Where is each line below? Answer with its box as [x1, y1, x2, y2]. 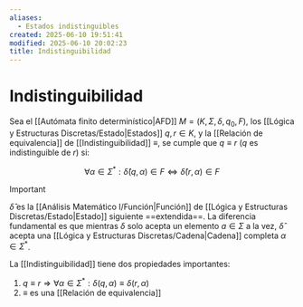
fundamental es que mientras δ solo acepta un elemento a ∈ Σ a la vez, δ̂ [9, 220, 284, 231]
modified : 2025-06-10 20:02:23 [9, 38, 128, 48]
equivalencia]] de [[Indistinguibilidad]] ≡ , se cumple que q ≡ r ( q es [9, 137, 259, 148]
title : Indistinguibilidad [9, 47, 111, 56]
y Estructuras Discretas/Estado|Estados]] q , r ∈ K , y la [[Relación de [9, 128, 264, 139]
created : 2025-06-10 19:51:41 [9, 30, 124, 39]
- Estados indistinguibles [17, 22, 119, 31]
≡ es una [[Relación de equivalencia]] [22, 287, 162, 298]
